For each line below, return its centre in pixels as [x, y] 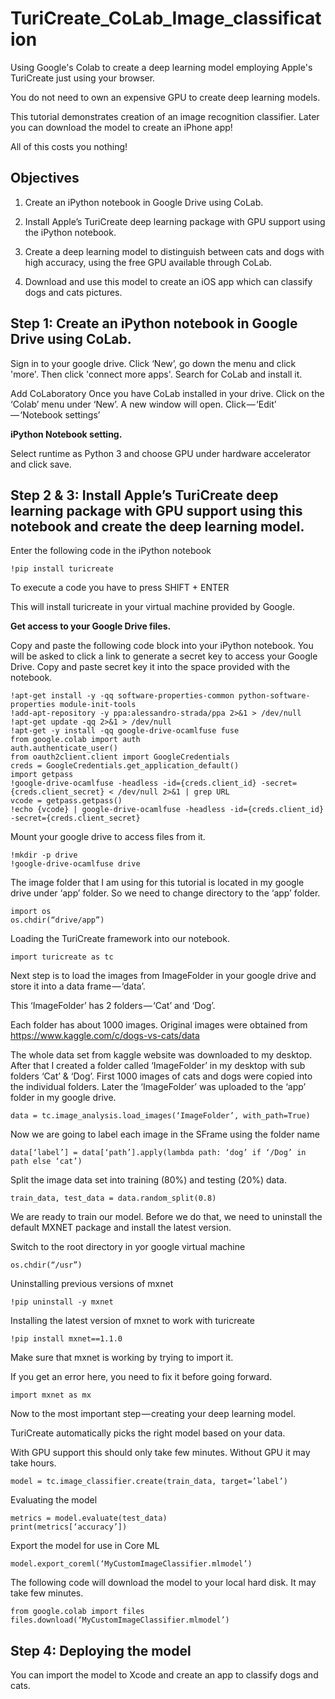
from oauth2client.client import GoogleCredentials [120, 757]
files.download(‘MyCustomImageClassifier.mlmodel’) [120, 1620]
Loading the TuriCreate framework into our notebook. [120, 939]
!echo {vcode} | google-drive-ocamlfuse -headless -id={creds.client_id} [167, 810]
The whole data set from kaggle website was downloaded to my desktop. [161, 1055]
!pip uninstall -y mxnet [62, 1302]
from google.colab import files [77, 1612]
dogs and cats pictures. [73, 292]
